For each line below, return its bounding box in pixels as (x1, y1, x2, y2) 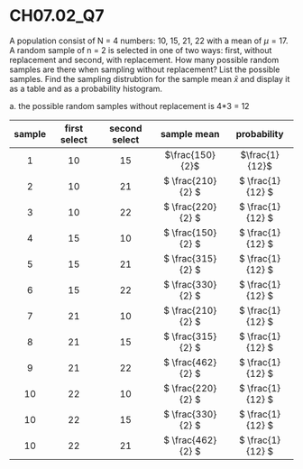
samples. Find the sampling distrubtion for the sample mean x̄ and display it (9, 73, 290, 84)
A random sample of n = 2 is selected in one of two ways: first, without (9, 44, 272, 55)
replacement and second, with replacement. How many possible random (9, 54, 280, 65)
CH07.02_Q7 (9, 5, 106, 26)
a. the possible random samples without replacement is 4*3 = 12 (9, 100, 250, 111)
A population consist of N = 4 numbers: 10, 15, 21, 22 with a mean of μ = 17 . (9, 35, 289, 46)
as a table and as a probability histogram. (9, 83, 163, 94)
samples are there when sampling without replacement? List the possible (9, 64, 280, 75)
